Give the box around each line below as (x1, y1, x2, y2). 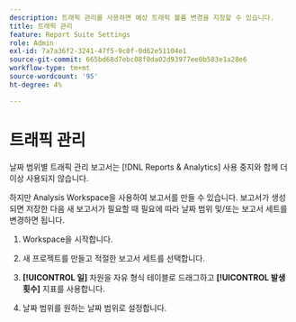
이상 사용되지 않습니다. (9, 172, 89, 183)
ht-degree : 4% (9, 80, 63, 89)
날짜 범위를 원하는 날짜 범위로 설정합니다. (22, 302, 167, 313)
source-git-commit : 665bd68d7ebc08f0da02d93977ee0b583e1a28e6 (9, 55, 247, 64)
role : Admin (9, 38, 54, 48)
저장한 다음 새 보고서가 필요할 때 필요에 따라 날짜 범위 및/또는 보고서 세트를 (25, 203, 288, 214)
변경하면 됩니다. (9, 214, 66, 225)
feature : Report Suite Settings (9, 30, 130, 39)
